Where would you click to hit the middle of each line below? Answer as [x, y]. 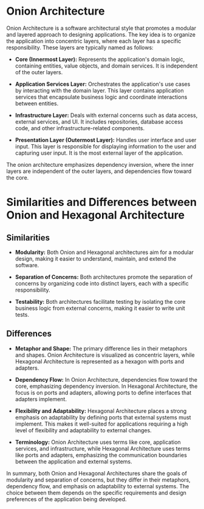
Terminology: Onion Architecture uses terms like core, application [98, 442]
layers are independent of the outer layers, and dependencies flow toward [99, 171]
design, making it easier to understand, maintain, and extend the [96, 258]
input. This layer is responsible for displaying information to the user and [106, 146]
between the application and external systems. [73, 462]
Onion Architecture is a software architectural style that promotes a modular [101, 28]
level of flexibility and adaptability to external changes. [83, 430]
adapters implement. [41, 399]
